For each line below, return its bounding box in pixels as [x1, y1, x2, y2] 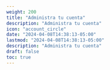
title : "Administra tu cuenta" [6, 15, 86, 21]
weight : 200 [6, 9, 36, 15]
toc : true [6, 54, 32, 60]
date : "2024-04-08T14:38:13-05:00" [6, 32, 97, 38]
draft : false [6, 49, 40, 55]
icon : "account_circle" [6, 26, 67, 32]
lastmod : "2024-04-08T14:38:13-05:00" [6, 37, 105, 43]
